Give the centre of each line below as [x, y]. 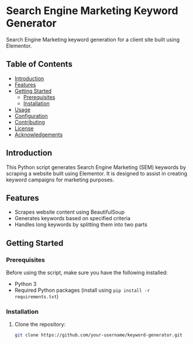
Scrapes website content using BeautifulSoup [69, 212]
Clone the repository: [40, 325]
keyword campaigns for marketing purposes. [60, 180]
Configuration [31, 116]
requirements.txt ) [37, 296]
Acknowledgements [39, 134]
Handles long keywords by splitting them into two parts [81, 225]
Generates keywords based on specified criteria [72, 218]
